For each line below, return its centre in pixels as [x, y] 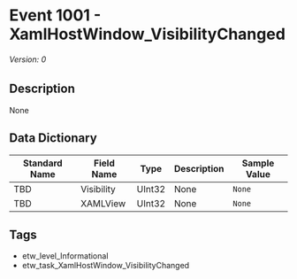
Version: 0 [28, 59]
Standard [43, 163]
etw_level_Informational [65, 256]
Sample [258, 163]
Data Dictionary [53, 138]
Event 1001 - [55, 15]
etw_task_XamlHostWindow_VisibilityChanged [106, 266]
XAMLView [103, 203]
